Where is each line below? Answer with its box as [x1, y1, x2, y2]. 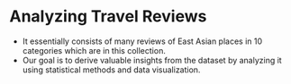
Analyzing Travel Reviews [9, 6, 207, 27]
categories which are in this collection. [22, 45, 167, 55]
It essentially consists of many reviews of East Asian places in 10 [22, 36, 263, 46]
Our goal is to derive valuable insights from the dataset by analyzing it [22, 55, 282, 65]
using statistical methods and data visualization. [22, 64, 201, 75]
